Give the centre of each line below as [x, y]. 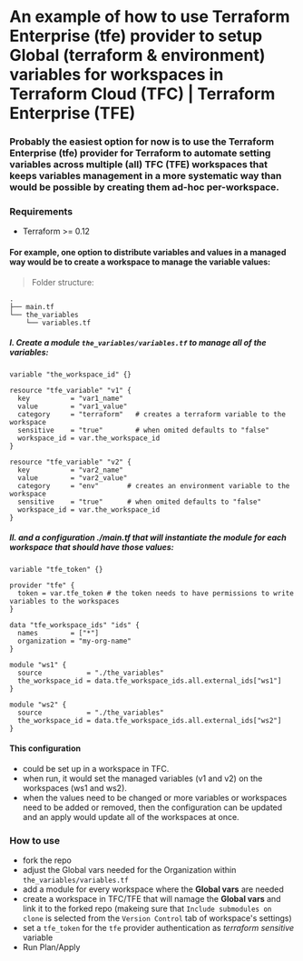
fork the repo [47, 860]
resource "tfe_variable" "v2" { [70, 462]
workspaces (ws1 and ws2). [74, 787]
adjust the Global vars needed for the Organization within [129, 870]
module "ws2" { [38, 705]
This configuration [45, 748]
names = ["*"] [59, 633]
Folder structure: [63, 282]
